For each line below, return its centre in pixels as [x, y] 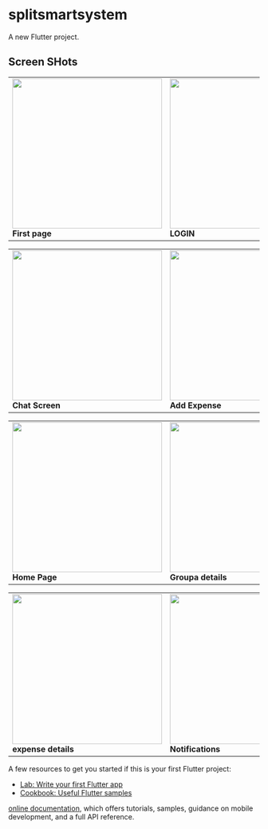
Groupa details [199, 577]
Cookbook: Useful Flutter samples [76, 792]
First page [32, 233]
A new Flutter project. [44, 37]
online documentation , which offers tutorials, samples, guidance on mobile [131, 808]
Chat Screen [37, 405]
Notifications [195, 749]
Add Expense [196, 405]
